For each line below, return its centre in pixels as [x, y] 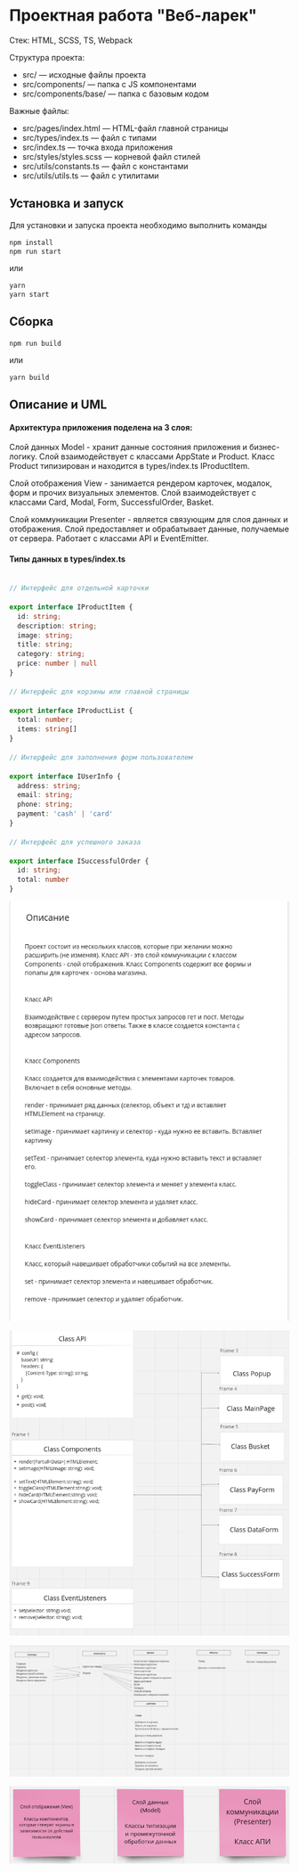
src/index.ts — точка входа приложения [97, 147]
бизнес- [264, 448]
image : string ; [45, 635]
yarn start [29, 294]
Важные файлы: [39, 111]
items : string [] [47, 729]
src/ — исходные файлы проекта [84, 74]
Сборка [31, 322]
